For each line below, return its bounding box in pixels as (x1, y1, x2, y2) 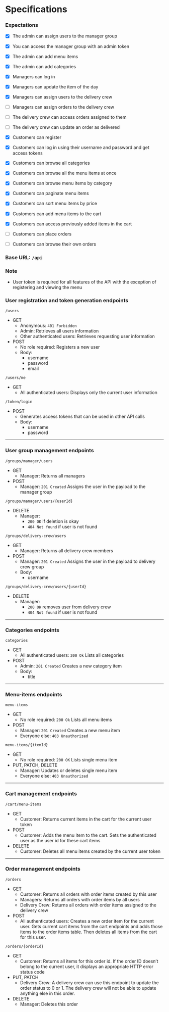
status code (20, 969, 45, 975)
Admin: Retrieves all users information (20, 328, 99, 334)
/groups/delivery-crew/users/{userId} (5, 584, 87, 589)
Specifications (5, 4, 67, 15)
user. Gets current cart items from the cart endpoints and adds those (20, 923, 163, 929)
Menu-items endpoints (5, 691, 62, 698)
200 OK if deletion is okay (27, 518, 79, 524)
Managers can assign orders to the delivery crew (12, 104, 115, 110)
